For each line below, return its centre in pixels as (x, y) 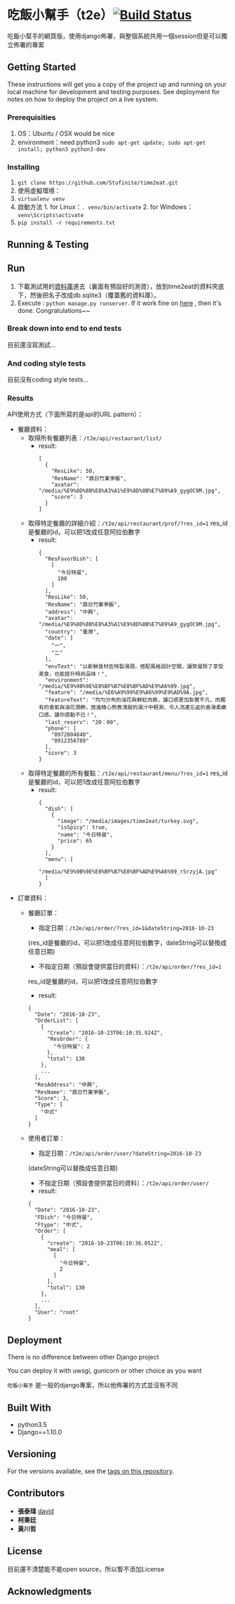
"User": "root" (56, 1312)
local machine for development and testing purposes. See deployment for (114, 91)
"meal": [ (61, 1250)
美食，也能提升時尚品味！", (73, 674)
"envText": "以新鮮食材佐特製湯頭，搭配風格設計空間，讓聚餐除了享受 (134, 667)
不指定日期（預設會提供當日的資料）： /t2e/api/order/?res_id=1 (130, 966)
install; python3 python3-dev (62, 150)
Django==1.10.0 (40, 1432)
